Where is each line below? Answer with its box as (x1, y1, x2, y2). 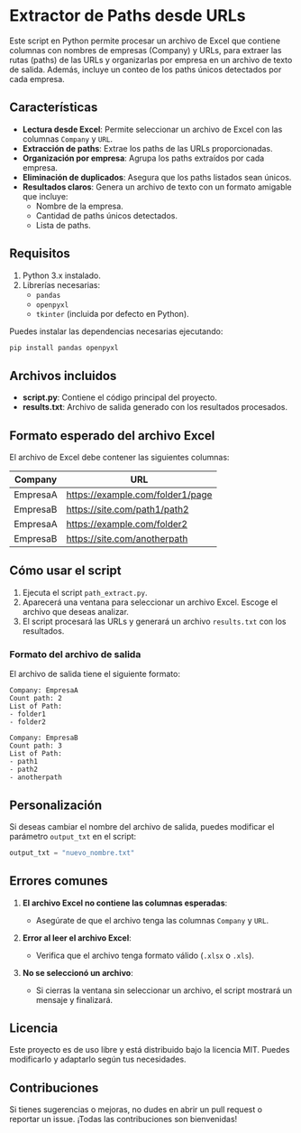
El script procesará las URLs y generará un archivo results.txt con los (22, 616, 287, 627)
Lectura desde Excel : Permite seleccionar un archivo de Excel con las (22, 124, 283, 135)
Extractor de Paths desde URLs (9, 5, 246, 26)
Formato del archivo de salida (9, 647, 141, 660)
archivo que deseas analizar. (22, 606, 129, 617)
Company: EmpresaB (9, 733, 78, 743)
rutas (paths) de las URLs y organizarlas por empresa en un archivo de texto (9, 54, 293, 65)
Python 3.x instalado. (22, 270, 102, 281)
